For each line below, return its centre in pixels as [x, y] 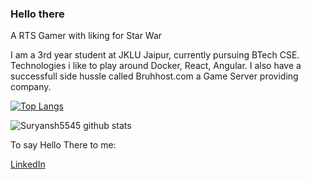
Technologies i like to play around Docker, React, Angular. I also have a [156, 66]
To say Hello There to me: [63, 145]
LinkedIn [28, 164]
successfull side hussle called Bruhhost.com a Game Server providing [154, 76]
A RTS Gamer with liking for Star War [86, 36]
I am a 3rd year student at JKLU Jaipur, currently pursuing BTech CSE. [155, 55]
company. [31, 87]
